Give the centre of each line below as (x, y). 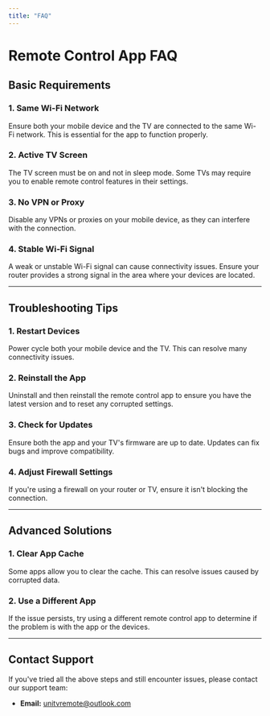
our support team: (38, 687)
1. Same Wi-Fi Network (54, 108)
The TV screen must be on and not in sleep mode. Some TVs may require (130, 172)
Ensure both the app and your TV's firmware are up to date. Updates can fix (134, 442)
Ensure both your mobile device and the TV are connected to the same (125, 126)
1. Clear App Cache (46, 554)
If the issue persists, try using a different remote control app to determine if (133, 618)
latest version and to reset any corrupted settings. (91, 404)
